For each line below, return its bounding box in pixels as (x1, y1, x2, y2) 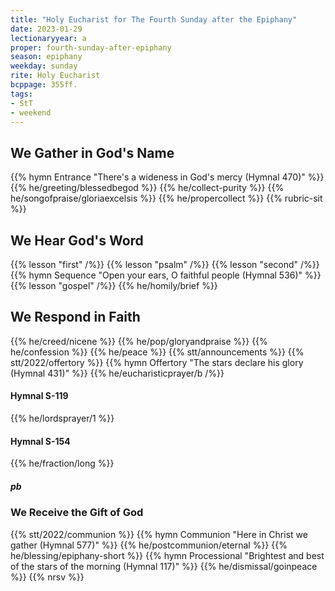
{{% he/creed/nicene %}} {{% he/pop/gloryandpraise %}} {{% (10, 335, 268, 347)
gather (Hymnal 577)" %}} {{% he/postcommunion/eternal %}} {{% (10, 539, 288, 551)
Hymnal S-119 (10, 390, 69, 402)
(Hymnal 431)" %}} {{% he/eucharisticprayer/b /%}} (10, 367, 225, 379)
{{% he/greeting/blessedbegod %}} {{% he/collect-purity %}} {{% (10, 182, 285, 194)
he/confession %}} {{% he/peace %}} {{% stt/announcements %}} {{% (10, 346, 305, 358)
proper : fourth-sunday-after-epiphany (10, 42, 172, 53)
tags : (10, 89, 33, 99)
